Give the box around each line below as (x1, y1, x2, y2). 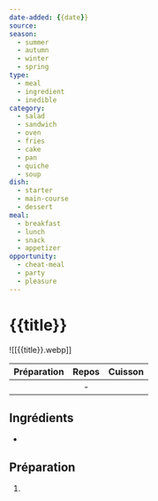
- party (17, 269, 46, 278)
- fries (17, 137, 46, 145)
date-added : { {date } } (9, 12, 89, 22)
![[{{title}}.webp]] (9, 344, 72, 355)
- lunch (17, 227, 46, 236)
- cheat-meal (17, 261, 65, 270)
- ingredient (17, 87, 65, 96)
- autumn (17, 46, 49, 55)
